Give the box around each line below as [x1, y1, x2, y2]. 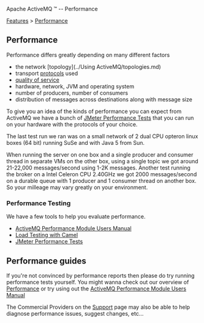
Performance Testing [6, 199, 71, 208]
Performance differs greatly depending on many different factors [6, 51, 170, 58]
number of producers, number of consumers [15, 89, 129, 96]
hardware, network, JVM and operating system [15, 82, 135, 90]
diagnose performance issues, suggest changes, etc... [6, 309, 144, 317]
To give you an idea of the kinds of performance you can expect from [6, 107, 182, 115]
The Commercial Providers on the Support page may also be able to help [6, 303, 191, 311]
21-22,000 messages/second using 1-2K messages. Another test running [6, 164, 191, 171]
